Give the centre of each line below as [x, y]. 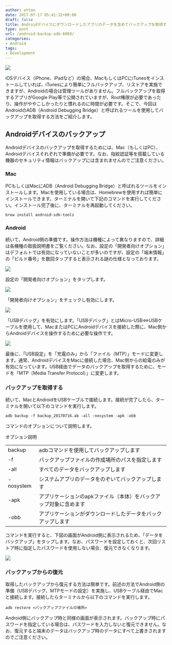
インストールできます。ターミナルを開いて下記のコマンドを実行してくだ [81, 199]
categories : [18, 39]
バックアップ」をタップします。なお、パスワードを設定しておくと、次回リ [83, 541]
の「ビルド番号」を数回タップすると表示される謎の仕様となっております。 [83, 259]
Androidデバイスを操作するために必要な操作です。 [63, 333]
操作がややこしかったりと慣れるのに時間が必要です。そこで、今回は [85, 104]
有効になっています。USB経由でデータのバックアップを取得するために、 [81, 366]
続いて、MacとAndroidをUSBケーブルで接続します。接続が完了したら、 [81, 400]
